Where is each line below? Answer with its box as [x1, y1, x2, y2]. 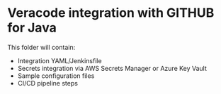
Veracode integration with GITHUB [7, 5, 215, 21]
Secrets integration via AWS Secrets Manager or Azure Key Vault [17, 64, 208, 72]
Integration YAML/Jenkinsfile [17, 56, 102, 65]
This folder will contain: [7, 43, 76, 51]
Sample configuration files [17, 72, 95, 80]
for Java [7, 20, 57, 36]
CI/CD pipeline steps [17, 79, 78, 87]
